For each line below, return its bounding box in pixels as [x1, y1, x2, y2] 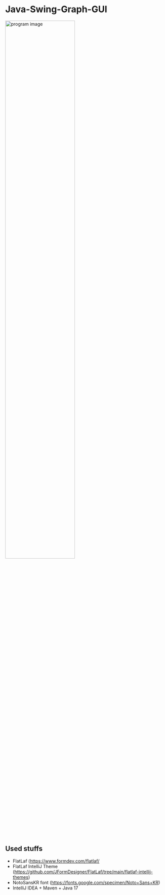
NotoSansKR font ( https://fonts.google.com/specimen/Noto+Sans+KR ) [12, 879, 160, 885]
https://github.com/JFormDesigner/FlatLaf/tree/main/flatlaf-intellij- [14, 869, 153, 875]
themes [12, 874, 29, 880]
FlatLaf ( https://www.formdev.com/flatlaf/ [12, 858, 100, 864]
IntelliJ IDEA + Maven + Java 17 [12, 885, 78, 891]
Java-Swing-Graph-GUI [5, 4, 107, 15]
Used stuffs [5, 844, 43, 853]
